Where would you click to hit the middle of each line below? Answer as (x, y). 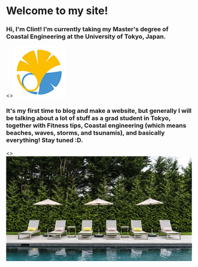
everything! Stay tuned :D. (45, 141)
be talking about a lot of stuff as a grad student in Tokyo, (88, 118)
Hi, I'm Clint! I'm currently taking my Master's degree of (88, 29)
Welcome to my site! (57, 11)
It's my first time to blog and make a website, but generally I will (99, 111)
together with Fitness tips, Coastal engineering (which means (96, 126)
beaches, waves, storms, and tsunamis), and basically (85, 133)
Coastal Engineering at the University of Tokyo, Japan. (86, 36)
